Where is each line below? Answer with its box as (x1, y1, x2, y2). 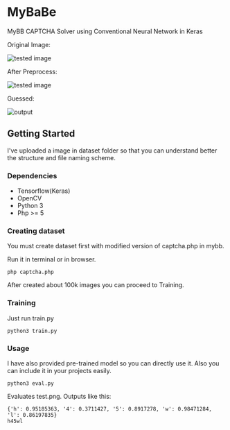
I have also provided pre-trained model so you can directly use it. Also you (7, 359, 220, 368)
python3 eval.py (7, 379, 54, 387)
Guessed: (7, 94, 35, 103)
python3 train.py (7, 327, 57, 334)
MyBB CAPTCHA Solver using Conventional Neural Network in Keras (7, 27, 203, 35)
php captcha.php (7, 268, 54, 276)
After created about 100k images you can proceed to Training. (7, 281, 185, 289)
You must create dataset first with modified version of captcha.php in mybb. (7, 242, 224, 250)
